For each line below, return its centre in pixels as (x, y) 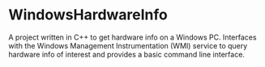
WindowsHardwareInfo (88, 15)
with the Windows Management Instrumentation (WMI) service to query (128, 45)
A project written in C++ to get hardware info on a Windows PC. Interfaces (132, 37)
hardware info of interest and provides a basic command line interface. (127, 54)
